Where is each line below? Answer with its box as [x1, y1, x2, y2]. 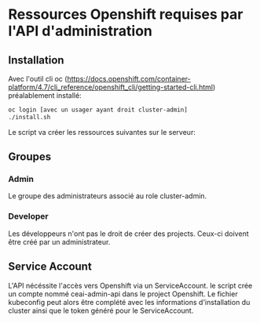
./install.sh [8, 113, 51, 121]
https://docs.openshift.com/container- [66, 74, 191, 83]
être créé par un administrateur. [8, 237, 111, 246]
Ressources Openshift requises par [8, 5, 244, 24]
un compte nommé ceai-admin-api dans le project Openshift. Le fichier [8, 289, 238, 299]
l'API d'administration [8, 22, 153, 40]
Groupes [8, 151, 52, 164]
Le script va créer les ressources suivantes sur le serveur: [8, 127, 196, 136]
